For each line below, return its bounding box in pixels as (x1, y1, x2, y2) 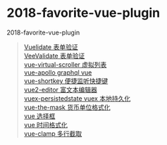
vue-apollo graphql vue (23, 68, 92, 77)
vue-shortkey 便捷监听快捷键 (23, 76, 109, 85)
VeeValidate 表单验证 (23, 51, 85, 60)
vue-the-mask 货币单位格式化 (23, 103, 111, 111)
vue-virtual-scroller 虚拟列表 (23, 60, 107, 68)
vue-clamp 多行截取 (23, 129, 82, 138)
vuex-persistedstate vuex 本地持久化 (23, 94, 131, 103)
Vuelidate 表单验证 (23, 42, 78, 51)
